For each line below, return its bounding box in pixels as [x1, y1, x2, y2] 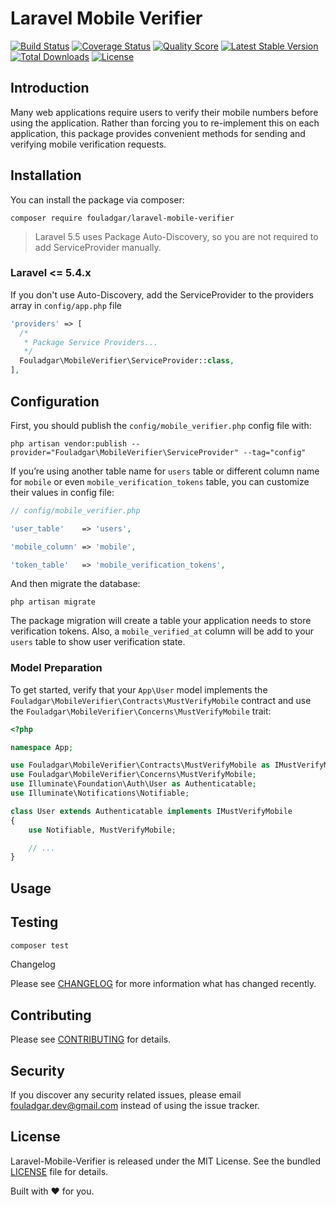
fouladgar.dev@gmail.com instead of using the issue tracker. [10, 1100, 260, 1112]
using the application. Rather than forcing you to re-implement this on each [10, 117, 320, 129]
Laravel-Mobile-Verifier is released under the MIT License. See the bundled [10, 1155, 322, 1167]
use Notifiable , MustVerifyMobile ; [28, 825, 177, 835]
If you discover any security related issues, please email [10, 1089, 242, 1101]
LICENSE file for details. [10, 1165, 109, 1177]
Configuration [10, 393, 100, 410]
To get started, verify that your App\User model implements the [10, 683, 268, 696]
